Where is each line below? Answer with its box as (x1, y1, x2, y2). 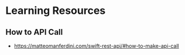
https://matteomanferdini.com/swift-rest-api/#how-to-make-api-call (14, 42, 180, 49)
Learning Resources (5, 4, 106, 17)
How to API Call (5, 27, 63, 37)
